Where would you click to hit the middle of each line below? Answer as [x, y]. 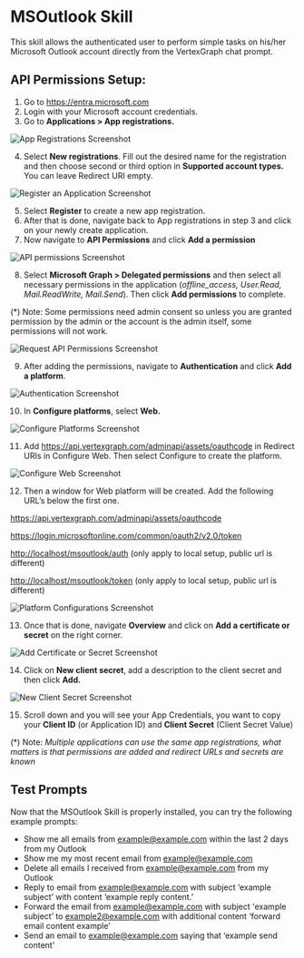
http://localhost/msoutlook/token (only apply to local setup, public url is [144, 580]
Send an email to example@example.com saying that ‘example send [150, 935]
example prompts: [44, 821]
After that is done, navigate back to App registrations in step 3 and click [157, 220]
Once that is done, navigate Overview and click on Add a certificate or [157, 625]
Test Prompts [49, 790]
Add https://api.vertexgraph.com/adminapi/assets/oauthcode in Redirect [159, 445]
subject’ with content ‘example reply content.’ [108, 896]
